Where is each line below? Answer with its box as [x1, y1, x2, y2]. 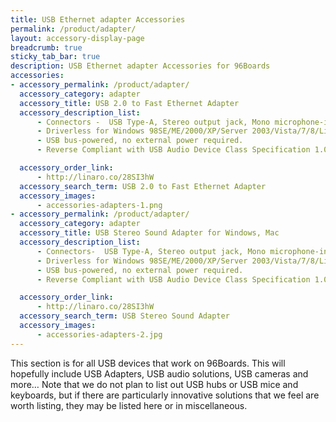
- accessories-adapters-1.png [36, 200, 163, 210]
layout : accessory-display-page [10, 33, 145, 43]
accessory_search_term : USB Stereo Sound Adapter [19, 311, 230, 321]
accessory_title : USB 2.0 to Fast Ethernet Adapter [19, 98, 240, 108]
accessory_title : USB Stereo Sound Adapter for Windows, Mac [19, 228, 280, 238]
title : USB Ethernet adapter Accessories [10, 14, 186, 25]
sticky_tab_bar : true [10, 52, 101, 62]
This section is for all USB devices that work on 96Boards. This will [10, 357, 286, 369]
